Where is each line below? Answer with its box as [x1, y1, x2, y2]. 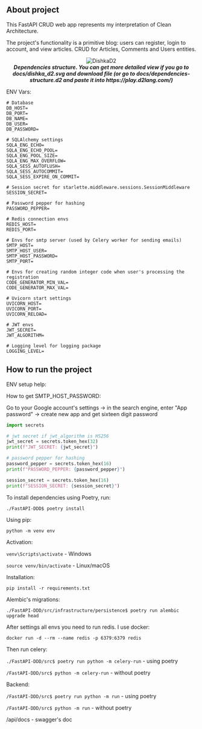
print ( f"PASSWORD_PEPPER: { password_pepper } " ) [6, 466, 125, 472]
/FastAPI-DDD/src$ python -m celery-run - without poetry [6, 669, 151, 676]
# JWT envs [6, 321, 34, 328]
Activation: [6, 538, 33, 545]
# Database [6, 100, 34, 106]
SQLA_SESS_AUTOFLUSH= [6, 163, 61, 169]
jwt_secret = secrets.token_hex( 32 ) [6, 438, 98, 445]
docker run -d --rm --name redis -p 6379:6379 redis [6, 635, 142, 641]
